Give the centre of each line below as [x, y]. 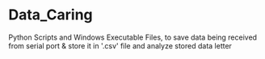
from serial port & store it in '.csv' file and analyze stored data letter [120, 45]
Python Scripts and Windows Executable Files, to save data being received [132, 37]
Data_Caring [50, 15]
